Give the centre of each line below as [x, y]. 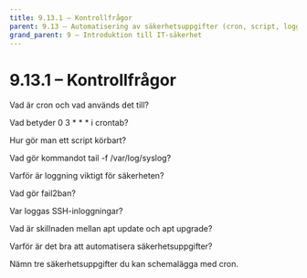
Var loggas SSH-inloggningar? [66, 211]
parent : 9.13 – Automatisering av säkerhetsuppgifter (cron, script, [145, 26]
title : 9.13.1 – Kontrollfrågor [71, 18]
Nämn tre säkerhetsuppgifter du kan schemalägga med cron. [124, 264]
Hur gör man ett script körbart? [68, 140]
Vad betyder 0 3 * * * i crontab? [69, 123]
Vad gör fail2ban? [42, 193]
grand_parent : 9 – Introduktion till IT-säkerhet [106, 35]
